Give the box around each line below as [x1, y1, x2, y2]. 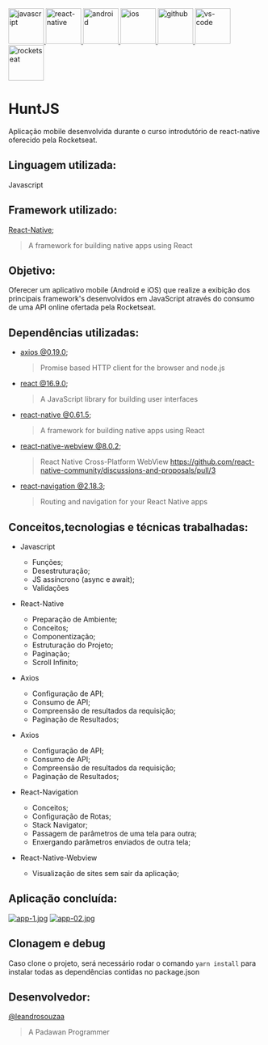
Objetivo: [8, 263, 57, 277]
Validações [31, 584, 69, 592]
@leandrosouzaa [8, 1012, 65, 1022]
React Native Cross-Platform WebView [40, 457, 169, 467]
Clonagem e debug [8, 937, 107, 950]
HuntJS [8, 100, 60, 118]
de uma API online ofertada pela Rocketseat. [8, 302, 157, 312]
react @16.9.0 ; [19, 379, 69, 389]
